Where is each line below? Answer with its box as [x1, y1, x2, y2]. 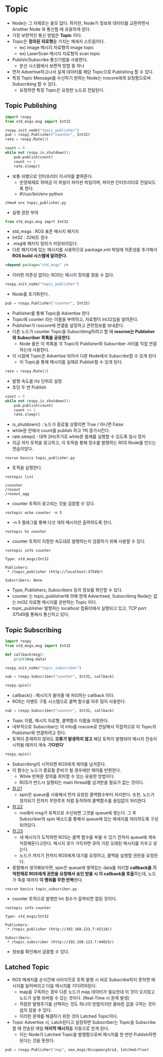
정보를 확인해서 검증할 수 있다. [12, 948, 70, 954]
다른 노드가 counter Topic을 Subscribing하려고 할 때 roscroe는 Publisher [12, 329, 155, 334]
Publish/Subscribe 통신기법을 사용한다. [12, 57, 88, 62]
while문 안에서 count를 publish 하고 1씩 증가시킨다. [12, 428, 110, 434]
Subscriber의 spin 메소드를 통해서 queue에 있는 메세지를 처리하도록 [19, 816, 149, 822]
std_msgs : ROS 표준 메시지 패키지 [12, 228, 79, 234]
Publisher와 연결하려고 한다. [12, 730, 67, 736]
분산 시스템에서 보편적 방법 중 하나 [19, 62, 85, 69]
